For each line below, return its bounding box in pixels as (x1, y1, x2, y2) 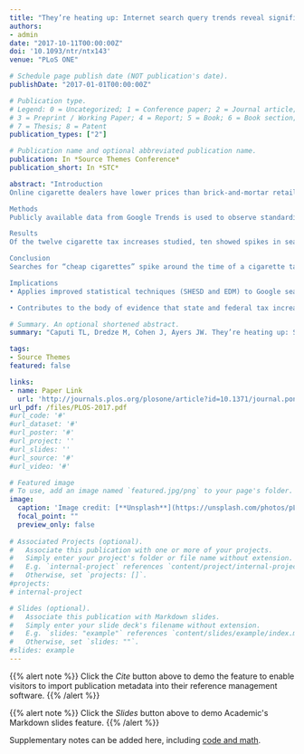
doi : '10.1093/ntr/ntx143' (9, 47, 111, 56)
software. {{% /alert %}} (9, 690, 100, 701)
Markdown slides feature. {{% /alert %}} (9, 717, 160, 728)
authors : (9, 22, 43, 31)
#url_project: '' (9, 436, 75, 445)
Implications (9, 278, 59, 288)
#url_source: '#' (9, 453, 75, 463)
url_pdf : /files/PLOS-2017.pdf (9, 403, 128, 412)
